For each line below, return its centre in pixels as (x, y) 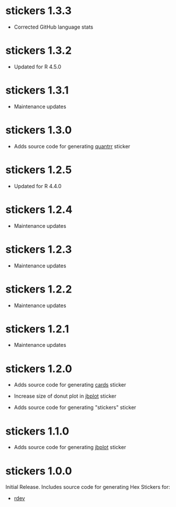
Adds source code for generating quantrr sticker (72, 146)
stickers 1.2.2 (39, 289)
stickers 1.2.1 (37, 329)
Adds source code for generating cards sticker (70, 385)
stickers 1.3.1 (37, 90)
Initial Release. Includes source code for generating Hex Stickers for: (88, 487)
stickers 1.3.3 (39, 11)
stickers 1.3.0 (39, 130)
